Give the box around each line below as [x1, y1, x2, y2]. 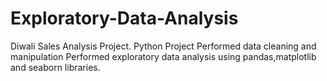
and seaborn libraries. [10, 61, 101, 73]
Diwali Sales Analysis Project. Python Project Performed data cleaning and [10, 40, 317, 52]
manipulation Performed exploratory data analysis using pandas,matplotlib [10, 50, 317, 62]
